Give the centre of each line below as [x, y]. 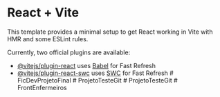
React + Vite [43, 13]
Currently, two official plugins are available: [69, 52]
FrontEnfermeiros [42, 87]
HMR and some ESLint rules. [48, 39]
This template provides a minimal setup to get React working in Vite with [110, 32]
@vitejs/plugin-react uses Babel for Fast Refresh [86, 65]
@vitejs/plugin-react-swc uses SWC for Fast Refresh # [95, 73]
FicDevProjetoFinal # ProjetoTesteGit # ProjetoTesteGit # [97, 80]
